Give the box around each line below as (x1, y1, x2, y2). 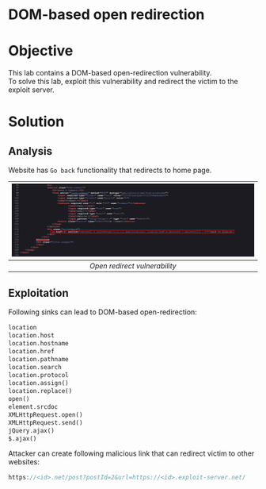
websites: (8, 457, 40, 467)
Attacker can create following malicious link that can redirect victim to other (8, 449, 255, 458)
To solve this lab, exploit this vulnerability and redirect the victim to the (8, 77, 239, 87)
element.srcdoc (8, 403, 59, 411)
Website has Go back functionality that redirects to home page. (8, 165, 212, 175)
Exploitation (8, 286, 69, 299)
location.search (8, 364, 62, 372)
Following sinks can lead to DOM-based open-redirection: (8, 307, 198, 317)
